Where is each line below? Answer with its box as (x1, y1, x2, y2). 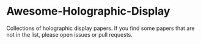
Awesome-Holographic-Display (6, 4, 170, 18)
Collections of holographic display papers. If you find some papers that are (6, 24, 195, 32)
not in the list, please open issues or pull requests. (6, 31, 133, 38)
